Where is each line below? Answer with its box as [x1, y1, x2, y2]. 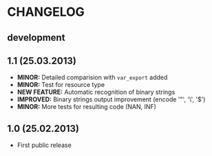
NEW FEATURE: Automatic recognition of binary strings [17, 88, 176, 97]
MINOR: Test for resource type [17, 81, 105, 89]
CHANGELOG [7, 4, 85, 20]
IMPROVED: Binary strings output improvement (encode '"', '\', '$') [17, 95, 206, 104]
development [7, 32, 65, 43]
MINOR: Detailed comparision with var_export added [17, 73, 168, 81]
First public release [17, 141, 72, 149]
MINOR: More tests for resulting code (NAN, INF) [17, 103, 157, 111]
